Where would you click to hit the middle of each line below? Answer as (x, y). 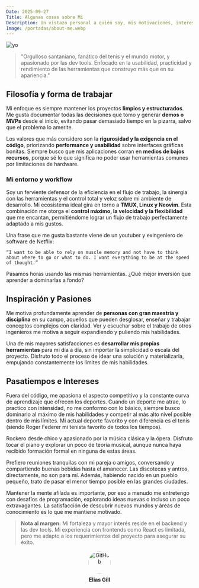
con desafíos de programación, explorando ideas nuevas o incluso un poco (98, 499)
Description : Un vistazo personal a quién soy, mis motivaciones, (90, 23)
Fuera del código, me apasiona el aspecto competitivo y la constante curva (98, 395)
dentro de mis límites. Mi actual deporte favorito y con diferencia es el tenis (98, 420)
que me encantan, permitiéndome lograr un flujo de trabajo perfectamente (97, 218)
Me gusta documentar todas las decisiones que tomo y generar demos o (95, 115)
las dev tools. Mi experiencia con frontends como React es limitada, (103, 529)
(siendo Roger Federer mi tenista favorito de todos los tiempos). (84, 427)
